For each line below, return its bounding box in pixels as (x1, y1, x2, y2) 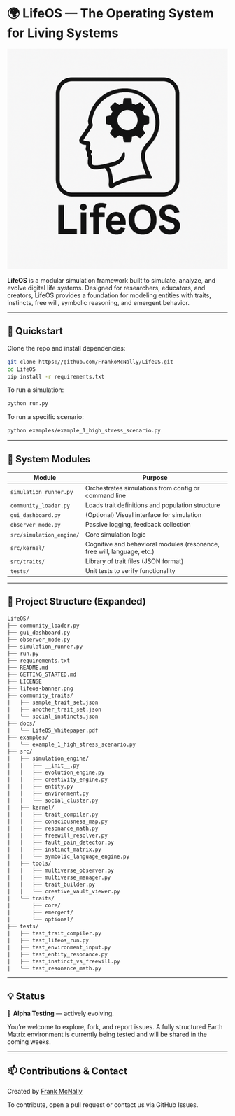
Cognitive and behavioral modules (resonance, (85, 539, 220, 548)
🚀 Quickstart (7, 325, 63, 337)
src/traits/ (10, 558, 45, 565)
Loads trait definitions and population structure (85, 501, 220, 509)
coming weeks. (7, 1037, 51, 1046)
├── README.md (7, 664, 49, 671)
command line (85, 491, 127, 500)
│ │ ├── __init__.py (7, 762, 80, 769)
